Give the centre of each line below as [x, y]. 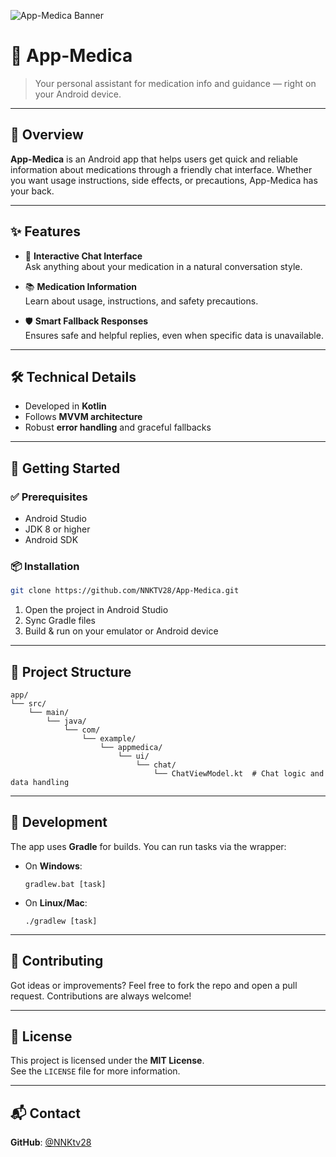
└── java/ [66, 721]
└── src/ [28, 704]
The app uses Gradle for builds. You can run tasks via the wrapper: [148, 846]
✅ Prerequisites [49, 497]
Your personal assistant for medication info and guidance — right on [175, 83]
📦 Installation [45, 566]
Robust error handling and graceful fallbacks [118, 427]
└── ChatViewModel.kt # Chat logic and [239, 774]
